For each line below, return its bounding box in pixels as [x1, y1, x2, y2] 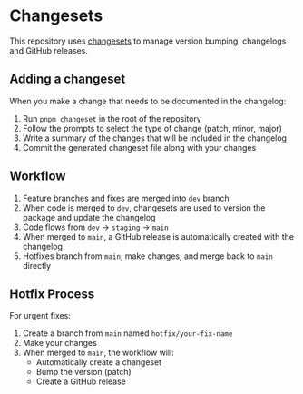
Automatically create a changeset [35, 357, 161, 368]
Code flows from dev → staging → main [22, 222, 170, 232]
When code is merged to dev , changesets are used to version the [22, 202, 266, 213]
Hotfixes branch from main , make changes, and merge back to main [22, 251, 274, 261]
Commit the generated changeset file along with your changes [22, 142, 257, 153]
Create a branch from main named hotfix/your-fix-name [22, 328, 233, 339]
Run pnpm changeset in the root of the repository [22, 113, 201, 123]
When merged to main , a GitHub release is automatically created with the [22, 231, 295, 241]
